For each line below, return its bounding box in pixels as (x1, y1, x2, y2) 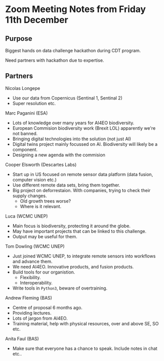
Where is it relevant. (20, 203, 62, 209)
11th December (5, 14, 69, 26)
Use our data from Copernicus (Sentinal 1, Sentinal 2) (12, 95, 123, 101)
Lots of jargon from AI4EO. (12, 315, 68, 321)
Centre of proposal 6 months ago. (12, 304, 83, 310)
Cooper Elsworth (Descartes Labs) (5, 161, 77, 167)
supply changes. (12, 193, 47, 199)
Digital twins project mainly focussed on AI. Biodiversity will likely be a (12, 141, 158, 147)
